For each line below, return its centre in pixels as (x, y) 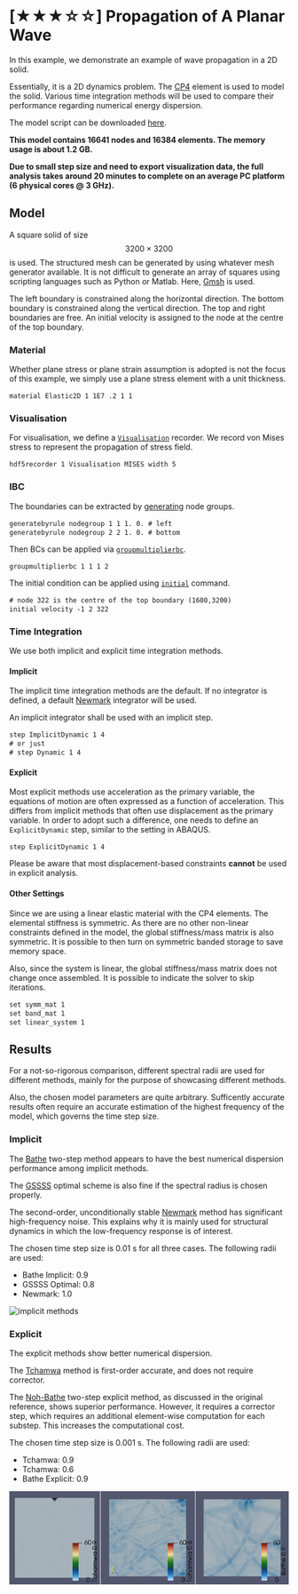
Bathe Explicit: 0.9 (55, 1478)
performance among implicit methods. (79, 1168)
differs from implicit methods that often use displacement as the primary (141, 811)
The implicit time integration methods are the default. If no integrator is (138, 691)
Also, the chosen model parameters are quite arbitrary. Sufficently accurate (147, 1097)
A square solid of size (49, 235)
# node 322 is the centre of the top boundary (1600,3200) (121, 600)
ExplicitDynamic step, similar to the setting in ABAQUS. (110, 830)
